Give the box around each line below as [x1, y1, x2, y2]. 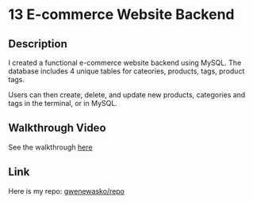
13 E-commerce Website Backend [8, 6, 235, 24]
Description [8, 37, 67, 51]
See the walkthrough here [8, 142, 93, 152]
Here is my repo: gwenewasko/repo [8, 186, 125, 195]
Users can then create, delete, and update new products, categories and [8, 90, 246, 100]
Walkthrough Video [8, 121, 106, 135]
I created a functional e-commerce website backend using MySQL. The [8, 58, 242, 67]
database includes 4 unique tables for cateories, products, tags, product [8, 66, 245, 76]
